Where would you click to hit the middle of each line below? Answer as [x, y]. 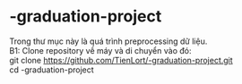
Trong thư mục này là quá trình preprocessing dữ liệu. [108, 41]
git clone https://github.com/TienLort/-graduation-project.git [121, 60]
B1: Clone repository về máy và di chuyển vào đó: [100, 50]
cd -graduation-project [52, 70]
